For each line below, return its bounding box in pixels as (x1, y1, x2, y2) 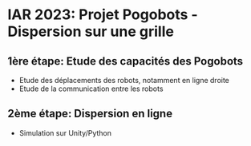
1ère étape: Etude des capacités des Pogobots (7, 54, 244, 68)
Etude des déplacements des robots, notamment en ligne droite (18, 76, 230, 85)
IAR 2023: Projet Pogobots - (7, 6, 198, 24)
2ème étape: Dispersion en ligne (7, 107, 173, 120)
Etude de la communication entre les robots (18, 84, 164, 93)
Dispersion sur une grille (7, 22, 174, 41)
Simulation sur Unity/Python (18, 128, 112, 137)
